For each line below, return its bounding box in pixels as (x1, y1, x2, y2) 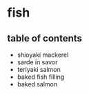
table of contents (7, 32, 83, 44)
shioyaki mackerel (17, 50, 69, 59)
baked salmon (17, 80, 57, 88)
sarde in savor (17, 58, 58, 66)
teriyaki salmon (17, 66, 61, 73)
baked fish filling (17, 73, 65, 81)
